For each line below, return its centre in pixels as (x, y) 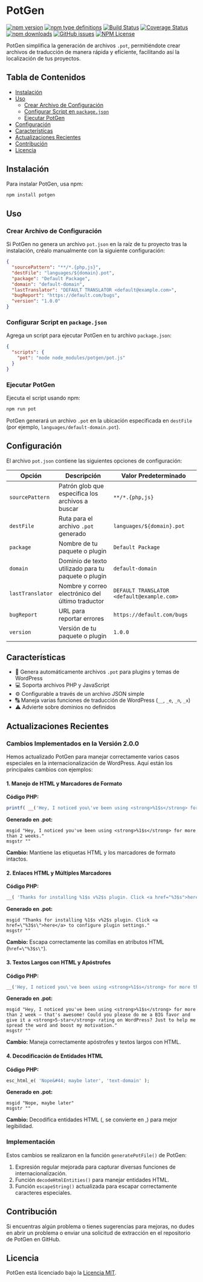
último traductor (81, 601)
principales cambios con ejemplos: (50, 770)
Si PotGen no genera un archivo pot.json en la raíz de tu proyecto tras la (97, 244)
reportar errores (81, 618)
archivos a (73, 501)
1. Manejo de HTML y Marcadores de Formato (64, 783)
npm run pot (21, 409)
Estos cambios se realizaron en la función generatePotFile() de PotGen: (96, 1155)
